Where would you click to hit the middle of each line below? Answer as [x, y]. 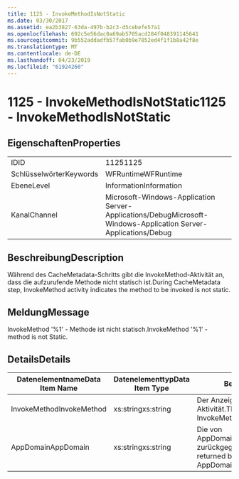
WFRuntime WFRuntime [144, 173]
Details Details [39, 359]
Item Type [152, 388]
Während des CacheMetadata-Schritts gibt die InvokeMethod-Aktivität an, [116, 275]
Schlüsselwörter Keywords [55, 173]
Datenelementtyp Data [152, 380]
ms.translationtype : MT [43, 47]
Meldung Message [48, 312]
